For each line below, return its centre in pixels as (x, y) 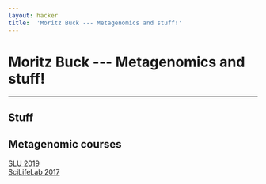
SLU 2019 (24, 163)
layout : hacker (33, 15)
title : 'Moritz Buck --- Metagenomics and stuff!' (95, 23)
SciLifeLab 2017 (34, 171)
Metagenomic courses (65, 144)
